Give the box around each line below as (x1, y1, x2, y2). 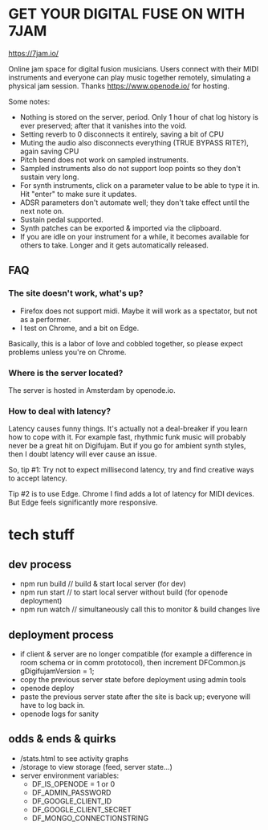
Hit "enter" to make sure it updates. (19, 189, 137, 198)
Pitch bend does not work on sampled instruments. (19, 154, 189, 165)
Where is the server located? (8, 367, 124, 378)
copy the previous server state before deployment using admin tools (19, 675, 246, 685)
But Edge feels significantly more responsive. (8, 497, 158, 507)
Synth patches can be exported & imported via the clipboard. (19, 223, 222, 233)
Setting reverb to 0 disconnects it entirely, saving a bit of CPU (19, 129, 225, 139)
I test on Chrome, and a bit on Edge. (19, 323, 140, 333)
